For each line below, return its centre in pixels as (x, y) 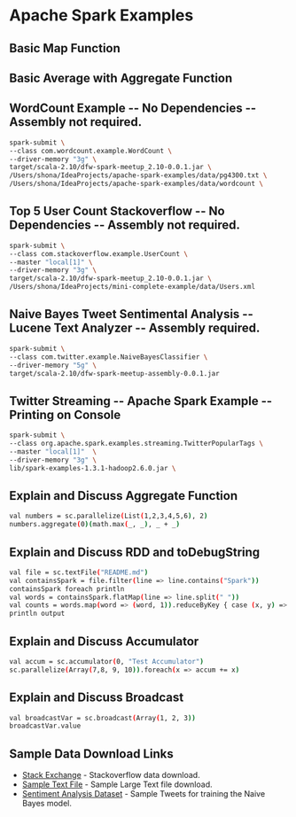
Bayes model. (47, 804)
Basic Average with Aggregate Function (121, 78)
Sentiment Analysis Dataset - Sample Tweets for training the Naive (144, 794)
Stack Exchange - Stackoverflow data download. (111, 775)
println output (37, 614)
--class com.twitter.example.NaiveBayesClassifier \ (109, 357)
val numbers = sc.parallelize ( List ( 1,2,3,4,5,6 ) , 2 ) (109, 516)
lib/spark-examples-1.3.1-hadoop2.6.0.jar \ (93, 468)
